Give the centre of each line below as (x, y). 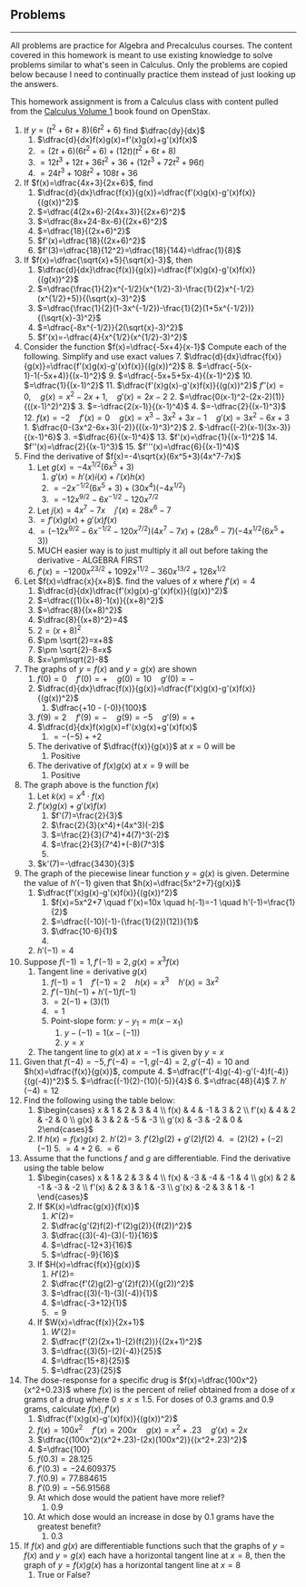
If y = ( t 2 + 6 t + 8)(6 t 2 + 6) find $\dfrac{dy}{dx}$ (114, 129)
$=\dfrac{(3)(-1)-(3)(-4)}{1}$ (104, 1294)
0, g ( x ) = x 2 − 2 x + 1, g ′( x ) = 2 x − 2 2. (100, 396)
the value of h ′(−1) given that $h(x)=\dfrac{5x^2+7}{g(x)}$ (132, 883)
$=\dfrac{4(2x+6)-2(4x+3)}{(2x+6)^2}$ (111, 212)
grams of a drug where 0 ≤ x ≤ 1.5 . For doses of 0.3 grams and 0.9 (148, 1400)
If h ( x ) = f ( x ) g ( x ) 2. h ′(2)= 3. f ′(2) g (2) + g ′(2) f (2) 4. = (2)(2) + (151, 1139)
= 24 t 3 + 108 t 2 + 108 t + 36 (89, 172)
